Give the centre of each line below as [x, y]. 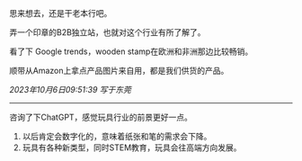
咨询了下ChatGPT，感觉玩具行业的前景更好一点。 [101, 117]
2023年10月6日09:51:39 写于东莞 [71, 89]
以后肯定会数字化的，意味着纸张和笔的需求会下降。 [117, 136]
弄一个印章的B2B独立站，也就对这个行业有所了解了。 [107, 32]
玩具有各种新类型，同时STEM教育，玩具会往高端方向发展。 [132, 148]
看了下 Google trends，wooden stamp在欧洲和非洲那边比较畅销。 [131, 51]
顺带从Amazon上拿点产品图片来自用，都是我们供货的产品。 [119, 71]
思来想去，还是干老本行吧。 [61, 13]
